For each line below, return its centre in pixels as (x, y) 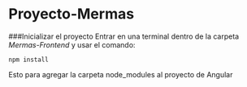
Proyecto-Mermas (71, 14)
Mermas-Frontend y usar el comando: (72, 44)
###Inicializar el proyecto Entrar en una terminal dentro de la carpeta (124, 36)
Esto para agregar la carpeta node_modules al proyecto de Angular (121, 74)
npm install (28, 60)
